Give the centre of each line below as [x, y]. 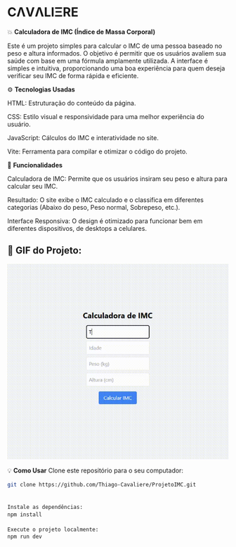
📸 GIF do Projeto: [45, 251]
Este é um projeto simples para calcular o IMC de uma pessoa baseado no [115, 46]
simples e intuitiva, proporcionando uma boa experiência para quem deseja [116, 68]
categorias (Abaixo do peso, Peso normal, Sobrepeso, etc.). [94, 207]
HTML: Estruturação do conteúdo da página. [72, 103]
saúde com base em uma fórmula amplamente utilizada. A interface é [108, 61]
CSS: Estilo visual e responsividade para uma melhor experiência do [106, 116]
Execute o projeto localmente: [53, 529]
